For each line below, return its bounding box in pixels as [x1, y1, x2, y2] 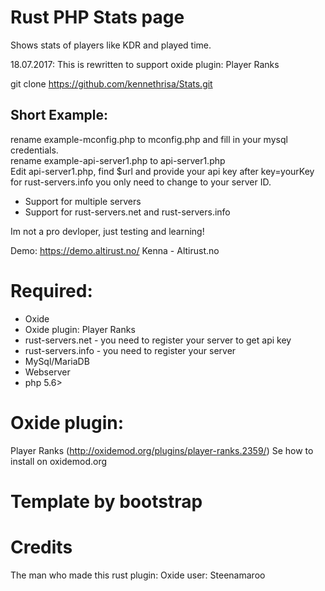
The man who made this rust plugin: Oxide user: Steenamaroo [10, 569, 266, 581]
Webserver [24, 366, 71, 378]
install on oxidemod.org [10, 455, 108, 467]
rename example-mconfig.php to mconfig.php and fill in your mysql [10, 133, 288, 145]
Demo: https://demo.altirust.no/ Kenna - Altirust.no [10, 244, 220, 256]
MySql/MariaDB [24, 355, 90, 367]
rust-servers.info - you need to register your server [24, 344, 237, 356]
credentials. [10, 144, 59, 156]
